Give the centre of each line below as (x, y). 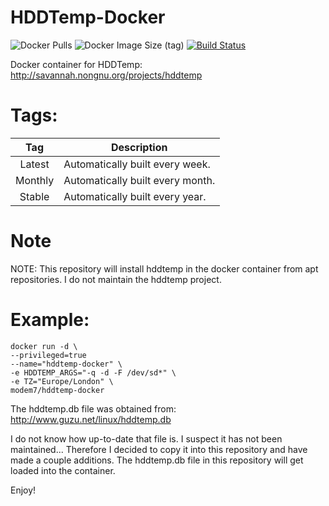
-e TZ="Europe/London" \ (62, 381)
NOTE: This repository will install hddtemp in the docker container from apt (164, 268)
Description (139, 147)
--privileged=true (48, 355)
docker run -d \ (44, 346)
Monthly (35, 180)
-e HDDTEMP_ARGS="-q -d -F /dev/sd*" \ (93, 372)
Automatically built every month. (139, 180)
